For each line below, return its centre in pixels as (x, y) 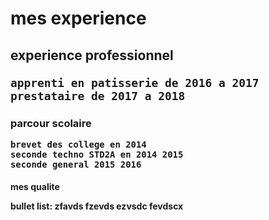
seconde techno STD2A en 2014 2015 (97, 154)
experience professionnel (92, 55)
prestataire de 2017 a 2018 (98, 95)
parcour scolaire (51, 123)
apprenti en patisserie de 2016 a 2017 (135, 82)
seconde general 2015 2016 (76, 164)
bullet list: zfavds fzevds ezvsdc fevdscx (97, 206)
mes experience (78, 18)
